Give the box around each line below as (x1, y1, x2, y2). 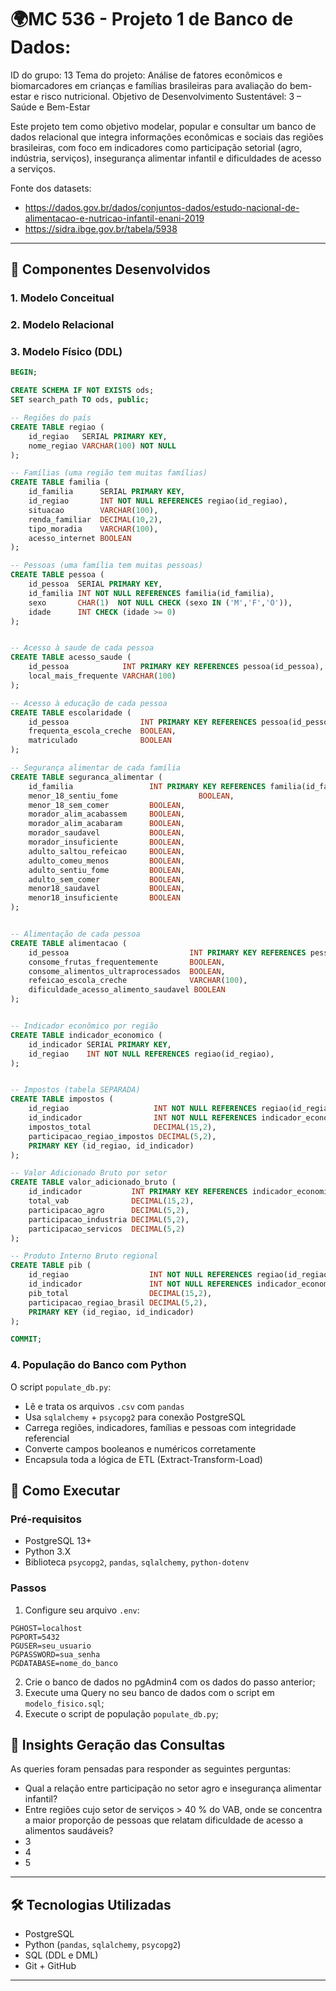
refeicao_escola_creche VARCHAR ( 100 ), (28, 976, 248, 986)
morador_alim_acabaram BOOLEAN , (28, 819, 186, 829)
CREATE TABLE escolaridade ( (10, 707, 132, 718)
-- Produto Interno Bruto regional (10, 1251, 159, 1261)
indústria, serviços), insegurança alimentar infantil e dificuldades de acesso (10, 152, 322, 164)
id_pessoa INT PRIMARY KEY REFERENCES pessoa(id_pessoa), (28, 662, 325, 672)
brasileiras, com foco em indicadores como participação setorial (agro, (10, 141, 303, 153)
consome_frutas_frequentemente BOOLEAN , (28, 957, 226, 967)
